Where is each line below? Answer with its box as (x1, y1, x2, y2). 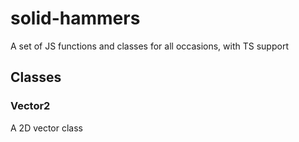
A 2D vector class (10, 122, 84, 134)
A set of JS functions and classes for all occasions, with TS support (10, 40, 289, 52)
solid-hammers (10, 7, 141, 30)
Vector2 (10, 99, 51, 113)
